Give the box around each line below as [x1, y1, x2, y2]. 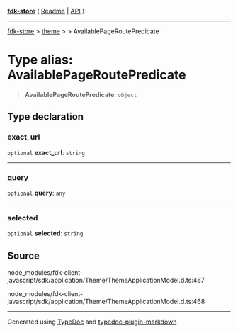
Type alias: [7, 52, 73, 68]
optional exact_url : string [7, 148, 85, 157]
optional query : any [7, 188, 66, 197]
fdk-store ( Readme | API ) [7, 7, 85, 15]
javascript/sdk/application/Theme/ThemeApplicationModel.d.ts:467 [7, 276, 205, 285]
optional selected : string [7, 229, 84, 237]
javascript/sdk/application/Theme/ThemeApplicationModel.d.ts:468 [7, 298, 205, 306]
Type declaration [7, 111, 84, 123]
